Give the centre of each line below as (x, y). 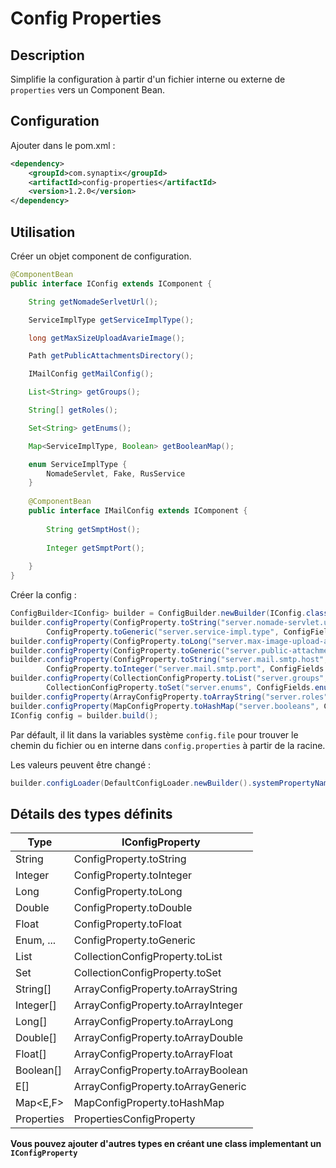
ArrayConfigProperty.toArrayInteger (158, 1005)
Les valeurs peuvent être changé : (81, 764)
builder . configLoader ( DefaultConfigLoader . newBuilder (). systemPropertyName (171, 783)
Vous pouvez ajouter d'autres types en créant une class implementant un (166, 1144)
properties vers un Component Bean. (88, 90)
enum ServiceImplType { (78, 464)
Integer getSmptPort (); (95, 548)
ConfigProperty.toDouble (133, 908)
